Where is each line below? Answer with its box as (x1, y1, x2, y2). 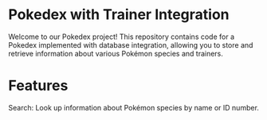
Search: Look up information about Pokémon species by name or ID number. (8, 103, 259, 112)
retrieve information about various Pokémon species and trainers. (8, 48, 223, 58)
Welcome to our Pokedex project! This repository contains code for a (8, 32, 235, 41)
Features (8, 77, 69, 95)
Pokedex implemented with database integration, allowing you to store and (8, 40, 253, 49)
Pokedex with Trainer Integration (8, 6, 230, 24)
